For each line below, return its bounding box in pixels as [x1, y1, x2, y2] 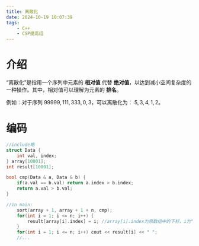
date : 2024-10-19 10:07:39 [6, 14, 73, 20]
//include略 [6, 142, 35, 148]
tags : [6, 20, 20, 25]
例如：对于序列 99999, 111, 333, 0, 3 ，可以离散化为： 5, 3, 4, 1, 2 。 [6, 99, 164, 106]
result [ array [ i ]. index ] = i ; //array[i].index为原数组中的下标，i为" [27, 218, 194, 224]
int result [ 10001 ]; [6, 164, 54, 170]
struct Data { [6, 147, 41, 153]
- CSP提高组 [17, 31, 44, 37]
